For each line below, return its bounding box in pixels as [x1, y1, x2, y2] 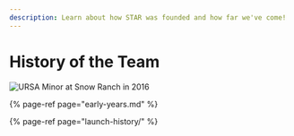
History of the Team [9, 51, 160, 72]
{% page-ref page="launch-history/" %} [9, 115, 159, 126]
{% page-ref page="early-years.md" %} [9, 98, 159, 109]
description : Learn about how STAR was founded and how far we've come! [9, 13, 287, 22]
